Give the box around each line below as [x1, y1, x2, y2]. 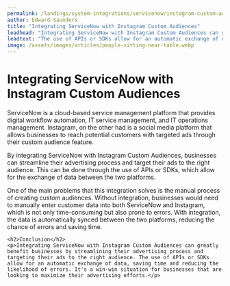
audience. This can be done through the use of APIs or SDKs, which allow [7, 165, 216, 174]
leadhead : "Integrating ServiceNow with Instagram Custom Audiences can [7, 29, 219, 36]
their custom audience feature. [7, 138, 94, 146]
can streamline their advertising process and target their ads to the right [7, 158, 210, 167]
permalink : [7, 10, 38, 17]
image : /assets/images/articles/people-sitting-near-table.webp [7, 42, 194, 49]
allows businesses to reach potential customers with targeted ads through [7, 130, 216, 139]
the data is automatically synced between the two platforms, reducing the [7, 215, 215, 224]
